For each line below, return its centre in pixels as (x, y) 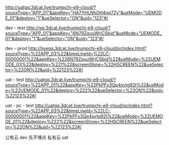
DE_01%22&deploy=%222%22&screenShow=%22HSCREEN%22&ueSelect (83, 122)
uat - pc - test (20, 105)
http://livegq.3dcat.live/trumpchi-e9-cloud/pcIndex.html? (88, 48)
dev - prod (16, 48)
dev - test (15, 28)
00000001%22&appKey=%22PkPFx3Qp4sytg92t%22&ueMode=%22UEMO (84, 116)
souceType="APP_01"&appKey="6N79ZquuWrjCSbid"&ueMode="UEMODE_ (84, 33)
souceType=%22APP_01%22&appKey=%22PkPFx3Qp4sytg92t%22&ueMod (84, 85)
